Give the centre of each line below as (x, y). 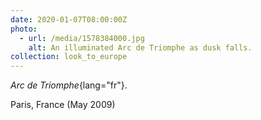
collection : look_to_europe (69, 57)
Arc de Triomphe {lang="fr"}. (69, 85)
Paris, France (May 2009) (63, 105)
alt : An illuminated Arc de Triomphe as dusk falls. (140, 47)
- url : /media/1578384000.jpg (82, 38)
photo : (24, 29)
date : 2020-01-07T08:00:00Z (69, 19)
